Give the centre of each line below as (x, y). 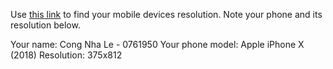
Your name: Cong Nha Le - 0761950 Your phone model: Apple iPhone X (157, 44)
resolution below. (45, 25)
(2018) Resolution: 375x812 (66, 55)
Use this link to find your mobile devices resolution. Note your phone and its (166, 14)
